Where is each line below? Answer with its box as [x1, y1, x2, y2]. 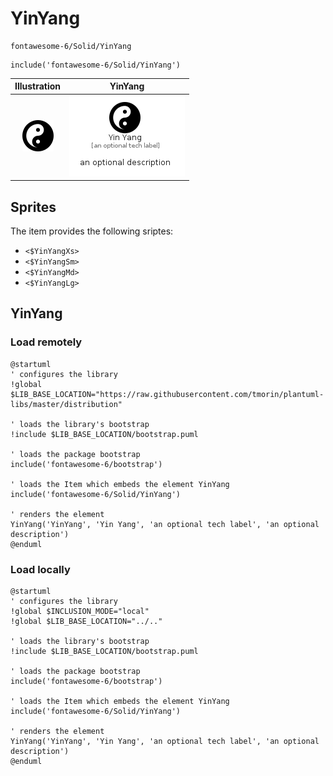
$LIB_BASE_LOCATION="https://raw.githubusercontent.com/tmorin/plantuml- [10, 389, 325, 399]
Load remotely [10, 335, 83, 349]
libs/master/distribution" [10, 399, 123, 409]
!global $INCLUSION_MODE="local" [10, 606, 150, 616]
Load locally [10, 562, 71, 576]
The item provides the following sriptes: [10, 225, 174, 237]
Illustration [14, 80, 62, 92]
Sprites [10, 198, 57, 216]
